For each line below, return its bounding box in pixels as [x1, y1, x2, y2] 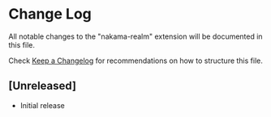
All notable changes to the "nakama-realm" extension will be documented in [8, 31, 263, 41]
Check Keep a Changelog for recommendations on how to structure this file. [8, 56, 264, 65]
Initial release [19, 100, 65, 110]
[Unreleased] [8, 79, 77, 93]
